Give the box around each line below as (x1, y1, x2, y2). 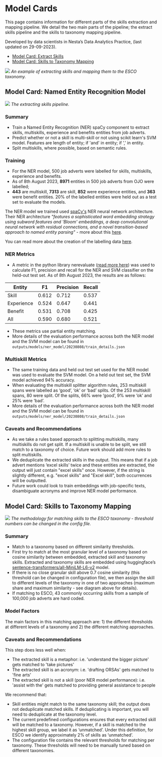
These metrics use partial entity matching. (12, 328, 97, 334)
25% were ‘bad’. (12, 397, 44, 403)
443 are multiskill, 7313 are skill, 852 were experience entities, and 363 (12, 189, 156, 195)
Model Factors (5, 608, 40, 615)
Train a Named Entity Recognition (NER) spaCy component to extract (12, 124, 150, 130)
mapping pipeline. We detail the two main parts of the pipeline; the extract (5, 24, 152, 30)
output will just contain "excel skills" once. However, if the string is (12, 467, 145, 473)
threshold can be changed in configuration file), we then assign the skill (12, 575, 155, 581)
